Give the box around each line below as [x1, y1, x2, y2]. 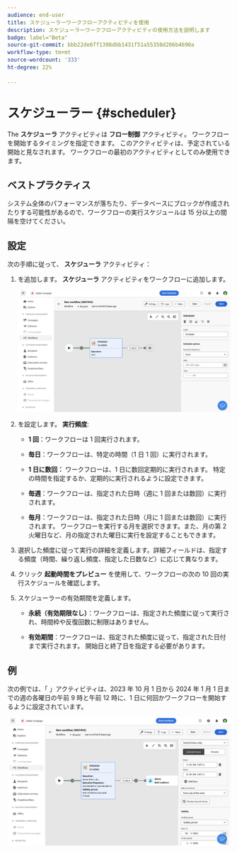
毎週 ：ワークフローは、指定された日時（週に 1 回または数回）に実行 [28, 489, 227, 498]
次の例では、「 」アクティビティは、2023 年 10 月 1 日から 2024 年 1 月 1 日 [7, 685, 224, 693]
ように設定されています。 [13, 702, 88, 711]
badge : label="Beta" [7, 34, 69, 41]
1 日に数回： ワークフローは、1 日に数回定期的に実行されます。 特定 [28, 465, 226, 474]
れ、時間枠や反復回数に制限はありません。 [28, 618, 153, 626]
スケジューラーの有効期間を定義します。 [17, 594, 135, 602]
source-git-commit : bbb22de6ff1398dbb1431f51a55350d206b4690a [7, 41, 195, 49]
